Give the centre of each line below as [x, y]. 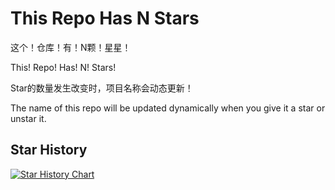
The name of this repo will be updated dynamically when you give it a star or [168, 108]
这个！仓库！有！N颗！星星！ [71, 47]
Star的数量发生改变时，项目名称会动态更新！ [102, 88]
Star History [49, 150]
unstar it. [28, 118]
